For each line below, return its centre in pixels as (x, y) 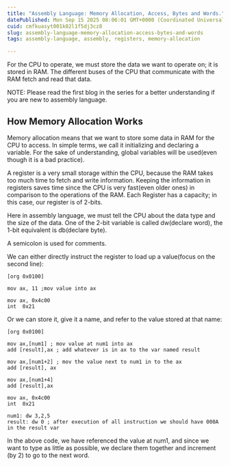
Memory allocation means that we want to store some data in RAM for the (111, 137)
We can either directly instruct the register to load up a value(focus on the (111, 256)
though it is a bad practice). (46, 159)
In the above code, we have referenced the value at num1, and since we (108, 441)
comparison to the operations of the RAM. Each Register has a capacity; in (112, 195)
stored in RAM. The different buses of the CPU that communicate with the (111, 72)
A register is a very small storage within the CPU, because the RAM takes (110, 173)
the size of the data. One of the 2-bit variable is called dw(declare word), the (115, 222)
